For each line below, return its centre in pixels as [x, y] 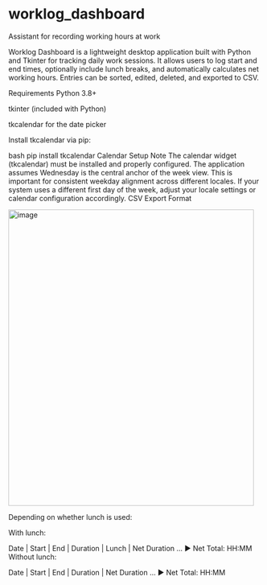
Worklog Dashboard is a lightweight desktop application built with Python [130, 51]
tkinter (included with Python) [58, 109]
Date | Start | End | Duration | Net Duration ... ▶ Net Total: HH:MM [117, 572]
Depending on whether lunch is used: [70, 517]
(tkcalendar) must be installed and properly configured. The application [127, 164]
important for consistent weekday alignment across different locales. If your [134, 181]
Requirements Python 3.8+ [53, 93]
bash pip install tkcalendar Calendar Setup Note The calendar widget [123, 155]
